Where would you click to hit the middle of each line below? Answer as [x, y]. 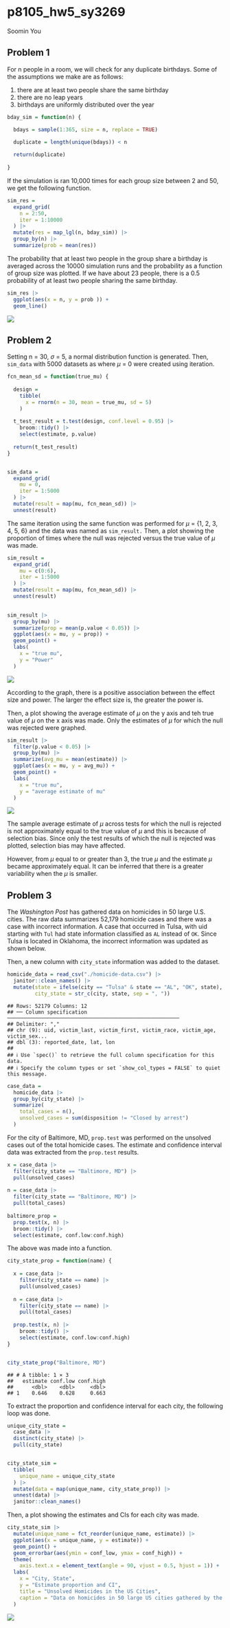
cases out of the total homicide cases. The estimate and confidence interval [114, 1145]
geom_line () [31, 306]
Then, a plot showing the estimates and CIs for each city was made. [103, 1515]
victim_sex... [27, 1036]
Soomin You [24, 31]
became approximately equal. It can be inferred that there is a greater [105, 866]
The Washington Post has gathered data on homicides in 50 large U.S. [106, 912]
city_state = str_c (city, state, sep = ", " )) [102, 994]
